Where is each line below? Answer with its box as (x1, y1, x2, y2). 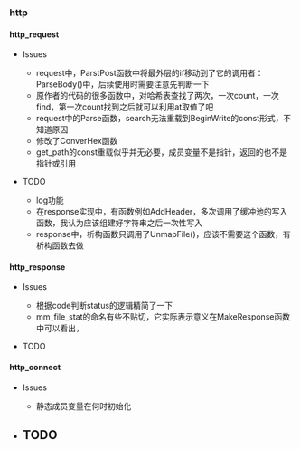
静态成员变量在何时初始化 (35, 400, 132, 411)
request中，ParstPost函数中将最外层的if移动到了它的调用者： (35, 68, 264, 79)
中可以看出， (35, 323, 84, 334)
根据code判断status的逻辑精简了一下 (35, 301, 173, 311)
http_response (9, 261, 66, 272)
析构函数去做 (35, 240, 84, 251)
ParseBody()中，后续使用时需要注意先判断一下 (35, 79, 210, 90)
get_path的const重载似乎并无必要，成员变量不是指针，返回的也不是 (35, 147, 287, 158)
